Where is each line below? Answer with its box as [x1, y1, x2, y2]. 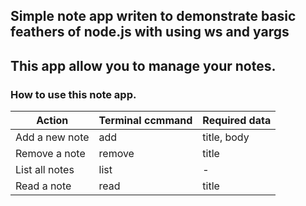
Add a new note [15, 130, 90, 144]
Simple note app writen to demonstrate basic [10, 8, 297, 25]
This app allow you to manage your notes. [10, 57, 277, 74]
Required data [202, 114, 272, 128]
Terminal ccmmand [98, 114, 193, 128]
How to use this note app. [10, 87, 137, 101]
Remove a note [15, 147, 86, 161]
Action [36, 114, 69, 128]
